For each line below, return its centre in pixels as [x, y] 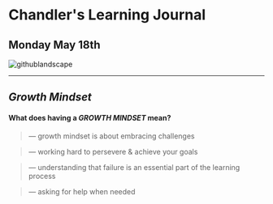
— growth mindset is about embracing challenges [111, 136]
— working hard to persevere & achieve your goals [113, 151]
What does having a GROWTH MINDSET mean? [90, 117]
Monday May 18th [54, 45]
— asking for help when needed [82, 191]
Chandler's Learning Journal [107, 15]
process [42, 176]
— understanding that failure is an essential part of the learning [134, 167]
